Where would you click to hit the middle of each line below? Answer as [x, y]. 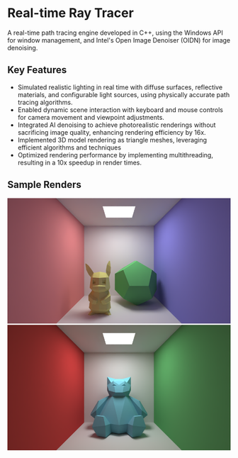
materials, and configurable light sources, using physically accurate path [124, 94]
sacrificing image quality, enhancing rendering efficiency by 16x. [112, 132]
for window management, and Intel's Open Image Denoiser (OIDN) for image [119, 40]
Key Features [37, 70]
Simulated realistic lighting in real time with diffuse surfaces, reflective [120, 87]
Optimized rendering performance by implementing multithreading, [115, 155]
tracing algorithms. [45, 102]
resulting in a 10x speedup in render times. [80, 162]
